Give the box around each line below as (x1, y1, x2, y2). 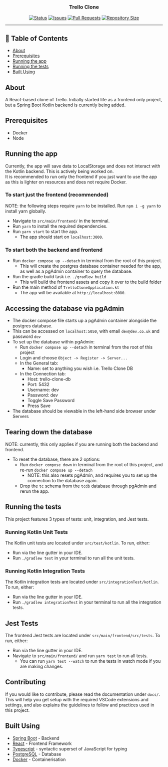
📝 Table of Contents (5, 34, 68, 43)
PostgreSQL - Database (12, 751, 61, 757)
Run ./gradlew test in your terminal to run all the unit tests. (12, 555, 135, 561)
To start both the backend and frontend (5, 246, 103, 253)
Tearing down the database (5, 428, 92, 437)
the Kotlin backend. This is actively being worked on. (5, 168, 114, 174)
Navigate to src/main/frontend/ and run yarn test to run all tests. (12, 653, 148, 659)
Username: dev (27, 387, 59, 393)
